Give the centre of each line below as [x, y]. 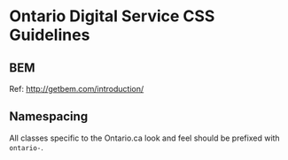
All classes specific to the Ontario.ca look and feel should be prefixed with [145, 138]
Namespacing [49, 117]
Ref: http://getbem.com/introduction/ [77, 89]
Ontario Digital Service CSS [112, 16]
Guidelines [50, 35]
